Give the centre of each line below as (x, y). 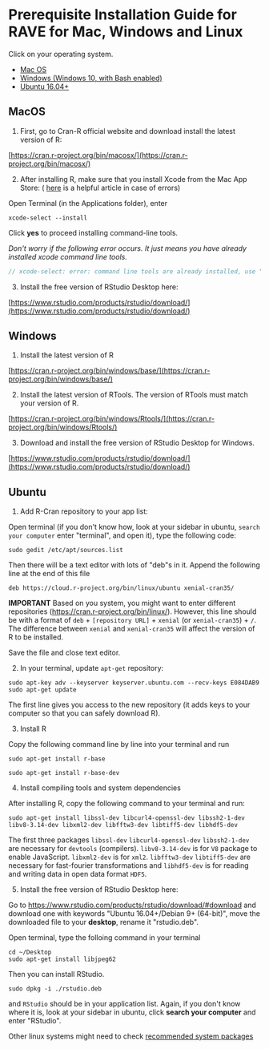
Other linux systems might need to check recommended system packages (131, 1036)
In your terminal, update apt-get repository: (92, 668)
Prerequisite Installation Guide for (123, 15)
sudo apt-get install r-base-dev (64, 773)
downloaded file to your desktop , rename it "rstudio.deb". (103, 922)
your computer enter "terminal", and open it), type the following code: (122, 535)
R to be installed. (36, 637)
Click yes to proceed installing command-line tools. (93, 232)
